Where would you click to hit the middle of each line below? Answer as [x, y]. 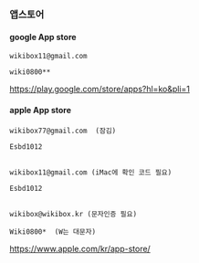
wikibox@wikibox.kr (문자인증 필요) [73, 215]
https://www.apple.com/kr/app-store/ [80, 249]
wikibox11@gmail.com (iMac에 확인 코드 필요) [91, 173]
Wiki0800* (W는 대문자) [53, 232]
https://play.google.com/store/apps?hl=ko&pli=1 [99, 89]
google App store [43, 37]
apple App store [40, 110]
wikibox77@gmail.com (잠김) [63, 131]
